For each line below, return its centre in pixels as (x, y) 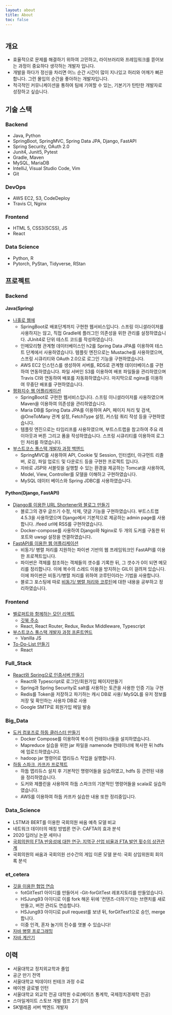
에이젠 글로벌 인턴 (31, 988)
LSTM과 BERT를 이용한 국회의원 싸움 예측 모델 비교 (64, 822)
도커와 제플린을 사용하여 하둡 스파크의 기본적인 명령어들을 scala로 (86, 784)
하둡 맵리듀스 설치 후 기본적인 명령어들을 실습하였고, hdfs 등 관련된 (87, 771)
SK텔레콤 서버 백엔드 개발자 (40, 1007)
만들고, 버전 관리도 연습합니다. (51, 905)
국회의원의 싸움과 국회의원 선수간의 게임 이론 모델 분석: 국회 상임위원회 (83, 854)
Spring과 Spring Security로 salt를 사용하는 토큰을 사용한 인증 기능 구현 (92, 688)
